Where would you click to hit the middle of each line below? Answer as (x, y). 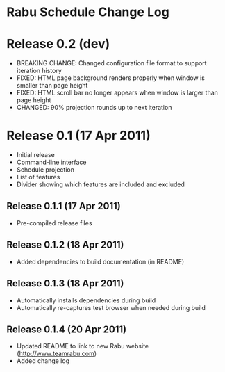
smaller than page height (52, 86)
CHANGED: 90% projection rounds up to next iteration (94, 108)
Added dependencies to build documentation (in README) (100, 261)
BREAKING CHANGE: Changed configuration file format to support (111, 63)
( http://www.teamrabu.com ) (57, 354)
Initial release (35, 155)
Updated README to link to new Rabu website (83, 346)
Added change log (43, 361)
